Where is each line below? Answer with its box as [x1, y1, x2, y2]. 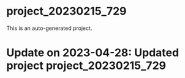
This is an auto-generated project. [6, 24, 92, 32]
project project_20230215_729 [6, 59, 167, 73]
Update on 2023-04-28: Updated [6, 46, 179, 60]
